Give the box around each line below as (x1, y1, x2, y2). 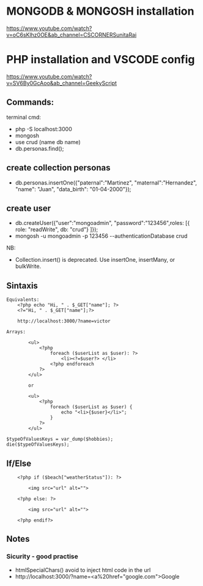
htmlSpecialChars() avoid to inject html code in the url (15, 566, 151, 574)
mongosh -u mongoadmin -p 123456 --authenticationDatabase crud (15, 232, 188, 240)
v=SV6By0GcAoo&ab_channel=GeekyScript (6, 79, 117, 86)
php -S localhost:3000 (15, 125, 72, 132)
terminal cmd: (6, 113, 42, 121)
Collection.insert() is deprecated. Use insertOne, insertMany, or (15, 256, 175, 264)
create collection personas (6, 162, 111, 173)
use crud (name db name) (15, 138, 81, 145)
